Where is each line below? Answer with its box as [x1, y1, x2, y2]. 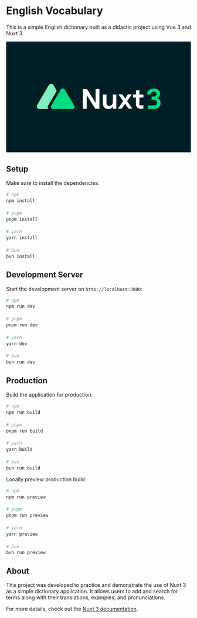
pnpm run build [6, 428, 43, 434]
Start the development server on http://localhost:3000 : [6, 285, 142, 292]
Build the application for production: [6, 391, 93, 399]
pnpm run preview [6, 512, 49, 519]
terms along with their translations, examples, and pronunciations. [6, 594, 165, 601]
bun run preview [6, 550, 46, 556]
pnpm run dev [6, 322, 38, 328]
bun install [6, 254, 35, 259]
